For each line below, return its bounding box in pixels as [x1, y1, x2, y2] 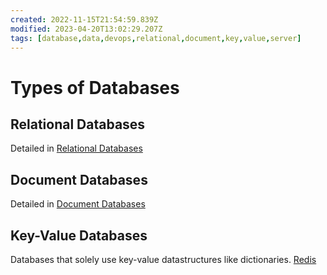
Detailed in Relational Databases [10, 142, 143, 155]
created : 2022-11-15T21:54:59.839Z [10, 14, 159, 25]
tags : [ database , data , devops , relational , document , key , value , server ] [10, 33, 302, 43]
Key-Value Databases [10, 227, 148, 244]
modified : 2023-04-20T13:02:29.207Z [10, 24, 163, 34]
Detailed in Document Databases [10, 198, 146, 210]
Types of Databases [10, 76, 180, 99]
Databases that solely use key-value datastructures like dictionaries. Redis [10, 254, 317, 265]
